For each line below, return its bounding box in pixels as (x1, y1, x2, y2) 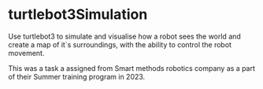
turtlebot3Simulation (8, 6, 148, 24)
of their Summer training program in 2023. (8, 72, 146, 81)
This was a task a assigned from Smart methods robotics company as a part (8, 63, 256, 72)
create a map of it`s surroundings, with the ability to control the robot (8, 39, 232, 49)
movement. (8, 48, 45, 57)
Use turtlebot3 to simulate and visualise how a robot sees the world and (8, 32, 242, 41)
